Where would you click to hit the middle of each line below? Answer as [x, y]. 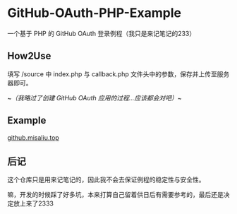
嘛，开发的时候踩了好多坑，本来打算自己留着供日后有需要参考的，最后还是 [115, 195]
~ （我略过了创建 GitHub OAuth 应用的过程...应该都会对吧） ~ [95, 97]
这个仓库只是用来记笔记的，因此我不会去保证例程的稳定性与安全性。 [106, 180]
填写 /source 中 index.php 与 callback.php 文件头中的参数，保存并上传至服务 [119, 74]
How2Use [29, 56]
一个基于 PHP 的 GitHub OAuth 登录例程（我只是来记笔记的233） [102, 33]
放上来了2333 [34, 203]
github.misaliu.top [34, 137]
